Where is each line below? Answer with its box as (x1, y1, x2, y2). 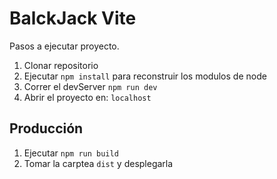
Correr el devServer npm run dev (23, 80, 158, 92)
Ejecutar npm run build (23, 147, 119, 159)
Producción (9, 120, 84, 137)
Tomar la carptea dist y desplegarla (23, 157, 174, 169)
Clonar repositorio (23, 59, 99, 71)
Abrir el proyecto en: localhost (23, 91, 152, 103)
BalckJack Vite (9, 7, 137, 30)
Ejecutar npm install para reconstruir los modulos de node (23, 70, 267, 82)
